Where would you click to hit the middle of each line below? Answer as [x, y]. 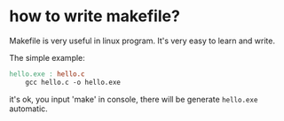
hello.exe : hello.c [47, 74]
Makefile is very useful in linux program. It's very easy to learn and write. [142, 41]
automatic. [29, 109]
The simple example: [47, 57]
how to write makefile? [95, 16]
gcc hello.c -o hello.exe [73, 82]
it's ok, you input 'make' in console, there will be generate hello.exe [134, 99]
